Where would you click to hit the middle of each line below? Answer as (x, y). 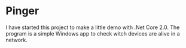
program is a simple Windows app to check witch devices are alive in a (93, 33)
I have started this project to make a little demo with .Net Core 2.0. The (93, 27)
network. (17, 40)
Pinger (22, 11)
